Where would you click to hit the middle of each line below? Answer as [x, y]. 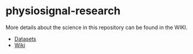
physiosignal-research [63, 11]
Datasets [25, 39]
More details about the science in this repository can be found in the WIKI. [97, 27]
